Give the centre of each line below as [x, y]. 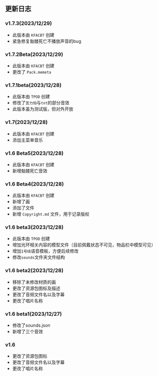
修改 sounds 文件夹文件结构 [39, 257]
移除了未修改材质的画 [34, 282]
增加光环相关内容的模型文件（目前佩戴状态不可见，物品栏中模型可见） [84, 245]
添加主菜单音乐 [27, 140]
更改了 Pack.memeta [32, 72]
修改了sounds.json [31, 325]
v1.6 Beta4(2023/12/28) [35, 184]
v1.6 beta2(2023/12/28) [34, 271]
